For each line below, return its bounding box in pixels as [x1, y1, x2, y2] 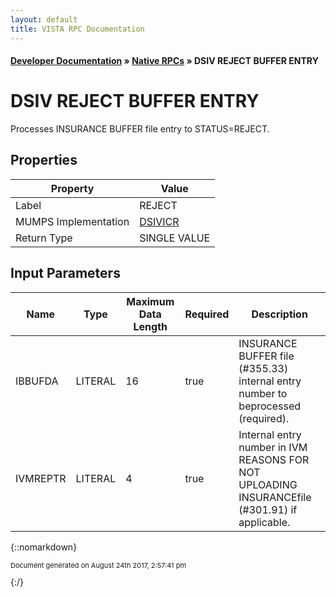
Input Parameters [10, 265, 121, 282]
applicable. [238, 515, 291, 529]
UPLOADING [238, 477, 298, 491]
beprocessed [238, 399, 302, 413]
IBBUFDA [15, 374, 59, 388]
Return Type [15, 231, 73, 245]
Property [50, 181, 95, 195]
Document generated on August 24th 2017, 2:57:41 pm [10, 560, 187, 570]
